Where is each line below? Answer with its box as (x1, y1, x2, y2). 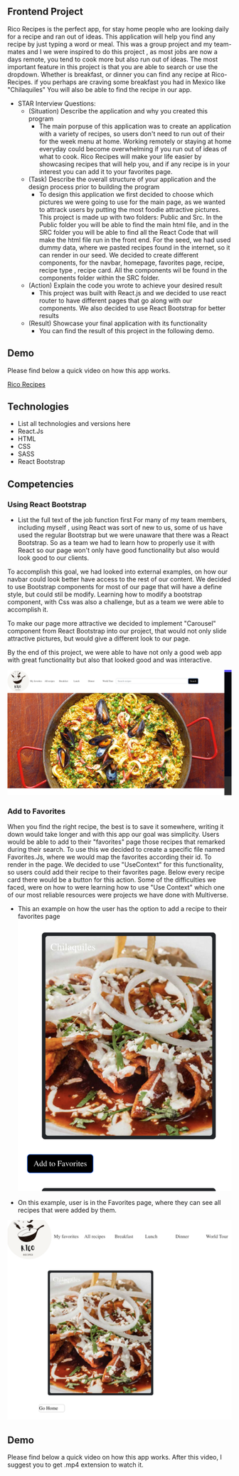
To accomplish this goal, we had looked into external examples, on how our (7, 567, 228, 576)
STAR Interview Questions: (17, 99, 96, 108)
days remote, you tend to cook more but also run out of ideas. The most (7, 55, 218, 63)
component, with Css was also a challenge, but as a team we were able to (7, 598, 224, 606)
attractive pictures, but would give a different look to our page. (7, 634, 191, 643)
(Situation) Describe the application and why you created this (28, 106, 208, 115)
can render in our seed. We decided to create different (38, 250, 199, 259)
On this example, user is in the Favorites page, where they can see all (17, 1198, 221, 1206)
